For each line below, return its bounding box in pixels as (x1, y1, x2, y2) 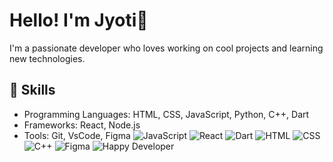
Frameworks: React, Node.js (23, 119, 141, 131)
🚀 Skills (9, 82, 56, 99)
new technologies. (9, 52, 86, 64)
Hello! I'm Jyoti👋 (9, 9, 149, 32)
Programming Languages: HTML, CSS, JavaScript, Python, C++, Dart (23, 108, 310, 120)
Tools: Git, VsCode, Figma (23, 129, 131, 141)
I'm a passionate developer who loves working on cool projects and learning (9, 42, 324, 54)
